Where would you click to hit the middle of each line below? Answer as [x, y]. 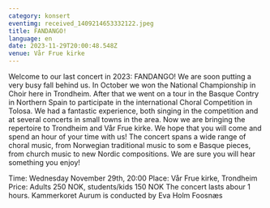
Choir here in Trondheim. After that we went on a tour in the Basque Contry [134, 93]
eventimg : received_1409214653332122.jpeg [81, 23]
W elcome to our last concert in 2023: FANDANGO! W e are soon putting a [130, 76]
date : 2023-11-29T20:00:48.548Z [63, 46]
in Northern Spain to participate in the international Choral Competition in [131, 102]
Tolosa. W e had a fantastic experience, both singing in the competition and [133, 111]
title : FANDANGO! [38, 31]
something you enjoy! [45, 162]
